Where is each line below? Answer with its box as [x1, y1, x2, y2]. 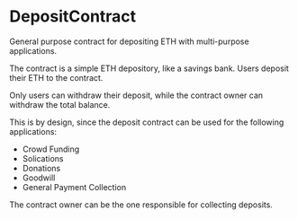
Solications [22, 153, 64, 163]
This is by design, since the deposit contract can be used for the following [9, 117, 284, 127]
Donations [22, 162, 61, 173]
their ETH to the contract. [9, 72, 104, 83]
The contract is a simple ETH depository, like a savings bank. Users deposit [9, 63, 290, 74]
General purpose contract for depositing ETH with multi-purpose [9, 36, 249, 47]
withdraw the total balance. [9, 99, 111, 109]
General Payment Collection [22, 181, 127, 192]
